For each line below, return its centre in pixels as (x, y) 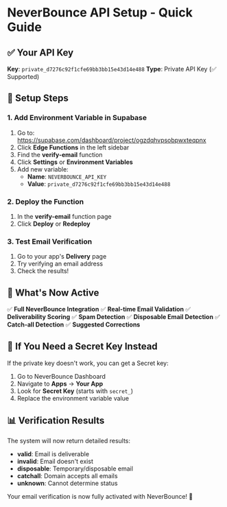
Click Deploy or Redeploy (53, 224)
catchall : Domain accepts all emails (67, 475)
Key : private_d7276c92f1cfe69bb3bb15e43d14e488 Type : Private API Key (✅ (112, 69)
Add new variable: (43, 169)
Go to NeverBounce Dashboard (61, 376)
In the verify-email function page (64, 216)
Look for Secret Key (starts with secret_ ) (75, 391)
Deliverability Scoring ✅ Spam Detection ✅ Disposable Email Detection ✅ (114, 317)
